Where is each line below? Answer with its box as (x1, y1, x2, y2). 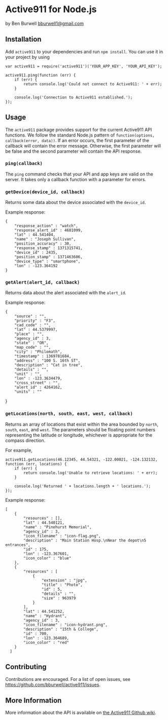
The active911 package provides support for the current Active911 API (5, 126, 152, 132)
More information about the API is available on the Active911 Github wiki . (5, 709, 156, 716)
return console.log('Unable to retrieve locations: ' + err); (23, 470, 158, 475)
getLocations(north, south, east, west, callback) (5, 411, 133, 417)
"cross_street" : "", (14, 381, 60, 386)
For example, (5, 447, 33, 453)
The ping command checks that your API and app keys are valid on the (5, 171, 153, 177)
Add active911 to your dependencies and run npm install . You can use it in (5, 48, 163, 54)
